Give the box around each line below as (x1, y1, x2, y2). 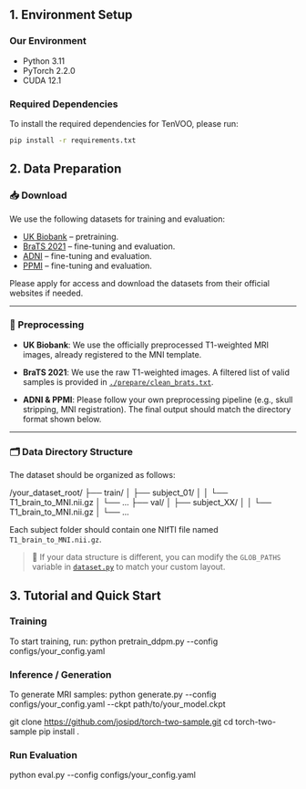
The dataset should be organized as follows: (9, 470, 176, 481)
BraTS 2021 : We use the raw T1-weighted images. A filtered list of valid (22, 367, 290, 378)
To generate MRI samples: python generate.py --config (9, 689, 217, 701)
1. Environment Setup (9, 7, 133, 23)
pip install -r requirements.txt (9, 136, 137, 145)
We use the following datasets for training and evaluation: (9, 213, 226, 224)
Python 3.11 (22, 55, 66, 67)
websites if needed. (9, 287, 84, 298)
